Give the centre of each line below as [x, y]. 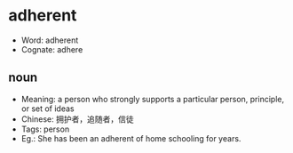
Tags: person [45, 129]
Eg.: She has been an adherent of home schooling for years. [131, 138]
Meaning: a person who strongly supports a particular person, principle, [153, 99]
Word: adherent [50, 40]
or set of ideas [48, 109]
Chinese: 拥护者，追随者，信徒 [77, 119]
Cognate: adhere [52, 49]
